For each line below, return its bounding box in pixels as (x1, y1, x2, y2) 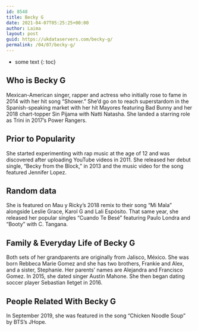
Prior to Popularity (6, 134, 76, 144)
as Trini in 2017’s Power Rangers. (6, 117, 87, 124)
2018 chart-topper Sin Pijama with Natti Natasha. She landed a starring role (6, 110, 190, 117)
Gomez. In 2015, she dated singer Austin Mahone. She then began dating (6, 273, 186, 280)
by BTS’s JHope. (6, 318, 46, 325)
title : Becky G (6, 14, 44, 20)
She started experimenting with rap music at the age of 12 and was (6, 149, 170, 157)
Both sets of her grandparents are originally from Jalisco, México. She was (6, 254, 189, 261)
